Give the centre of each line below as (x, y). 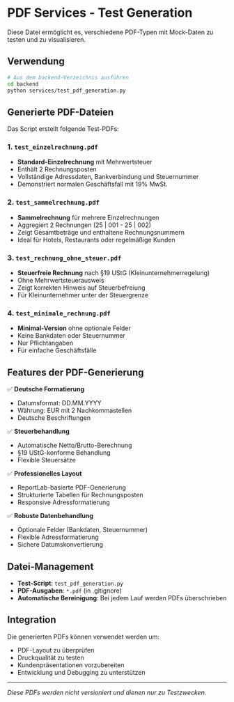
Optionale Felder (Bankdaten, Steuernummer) (83, 530)
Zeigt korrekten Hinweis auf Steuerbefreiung (81, 288)
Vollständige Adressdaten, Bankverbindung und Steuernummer (108, 177)
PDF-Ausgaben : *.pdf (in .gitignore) (69, 591)
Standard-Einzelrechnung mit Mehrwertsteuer (85, 162)
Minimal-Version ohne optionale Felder (74, 328)
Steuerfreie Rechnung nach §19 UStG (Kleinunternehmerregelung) (114, 273)
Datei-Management (50, 567)
